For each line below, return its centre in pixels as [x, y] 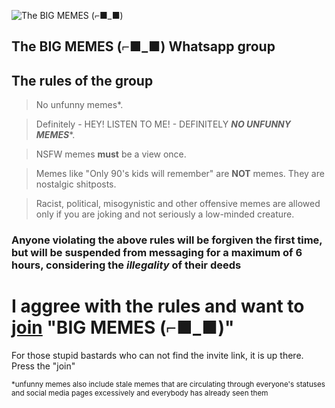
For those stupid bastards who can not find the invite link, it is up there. [157, 356]
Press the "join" [43, 366]
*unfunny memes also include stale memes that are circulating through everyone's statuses [168, 385]
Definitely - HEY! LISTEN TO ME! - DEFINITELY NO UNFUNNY [163, 124]
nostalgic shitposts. [76, 184]
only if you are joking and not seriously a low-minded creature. [165, 214]
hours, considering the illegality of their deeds [126, 265]
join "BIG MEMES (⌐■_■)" [123, 327]
